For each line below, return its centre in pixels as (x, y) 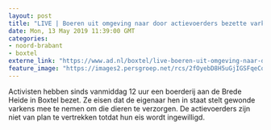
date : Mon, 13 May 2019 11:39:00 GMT (72, 31)
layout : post (30, 16)
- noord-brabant (35, 46)
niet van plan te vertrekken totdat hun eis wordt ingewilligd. (107, 117)
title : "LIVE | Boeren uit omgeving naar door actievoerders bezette (128, 23)
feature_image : (34, 69)
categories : (28, 38)
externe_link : (32, 61)
